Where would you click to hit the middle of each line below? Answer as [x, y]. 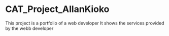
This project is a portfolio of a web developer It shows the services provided [85, 23]
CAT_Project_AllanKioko [57, 9]
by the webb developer [29, 28]
